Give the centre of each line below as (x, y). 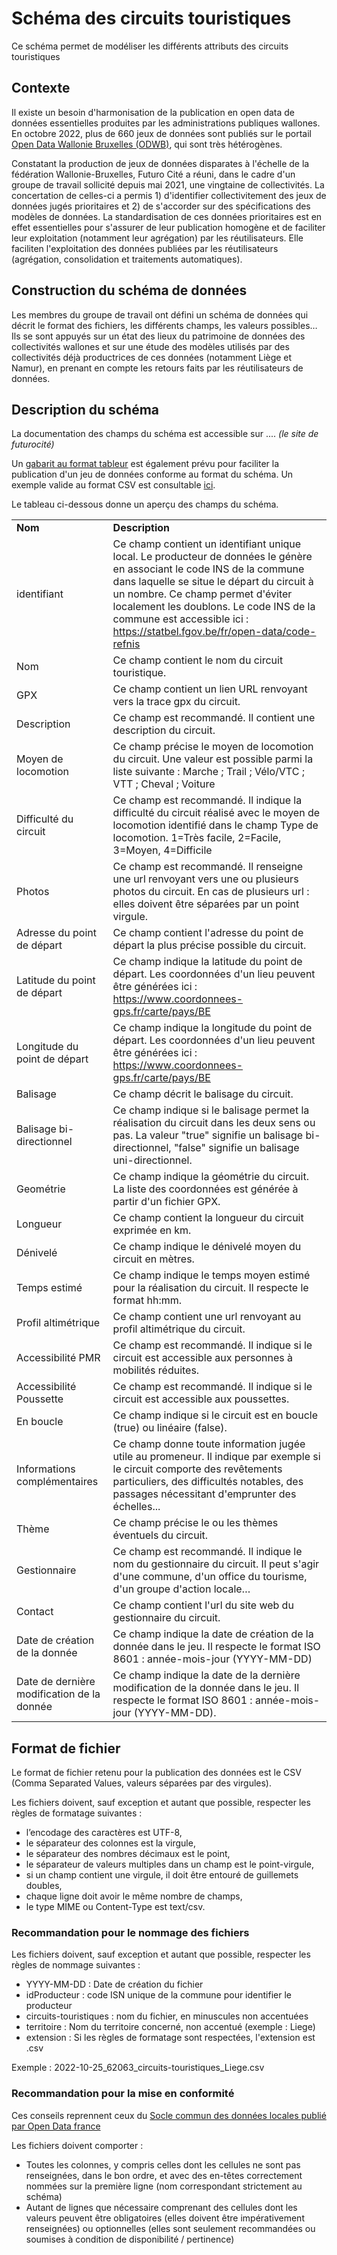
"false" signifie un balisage (236, 1148)
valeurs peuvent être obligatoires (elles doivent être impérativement (165, 2218)
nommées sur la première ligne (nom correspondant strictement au (164, 2186)
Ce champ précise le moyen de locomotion (213, 747)
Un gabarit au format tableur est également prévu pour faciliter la (145, 464)
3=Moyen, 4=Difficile (162, 850)
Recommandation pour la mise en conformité (123, 2094)
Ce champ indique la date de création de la (213, 1634)
